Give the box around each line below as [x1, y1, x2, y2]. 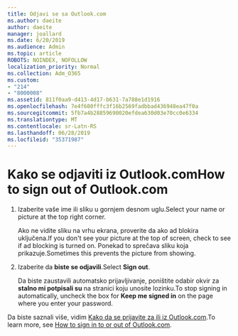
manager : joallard [7, 30, 62, 38]
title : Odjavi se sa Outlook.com [7, 10, 107, 18]
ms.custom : [7, 76, 40, 84]
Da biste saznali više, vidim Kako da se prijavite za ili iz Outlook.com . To [7, 313, 215, 322]
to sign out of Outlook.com [7, 182, 168, 197]
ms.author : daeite [7, 17, 62, 24]
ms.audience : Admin [7, 43, 65, 50]
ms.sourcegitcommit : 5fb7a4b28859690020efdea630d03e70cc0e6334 [7, 109, 199, 116]
